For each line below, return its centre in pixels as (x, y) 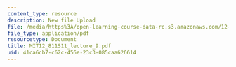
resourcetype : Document (42, 40)
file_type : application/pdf (48, 33)
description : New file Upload (52, 20)
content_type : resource (42, 14)
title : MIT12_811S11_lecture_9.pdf (59, 46)
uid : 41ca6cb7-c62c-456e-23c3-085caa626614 (72, 53)
